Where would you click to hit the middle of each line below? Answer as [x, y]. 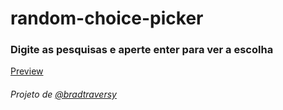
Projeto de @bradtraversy [63, 94]
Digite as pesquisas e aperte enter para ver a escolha [142, 50]
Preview [27, 71]
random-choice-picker [107, 18]
